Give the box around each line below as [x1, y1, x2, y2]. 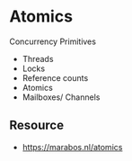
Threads [22, 53, 54, 64]
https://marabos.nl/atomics [22, 141, 123, 152]
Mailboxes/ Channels [22, 92, 101, 103]
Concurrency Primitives [9, 36, 97, 47]
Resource [9, 118, 65, 133]
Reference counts [22, 72, 89, 83]
